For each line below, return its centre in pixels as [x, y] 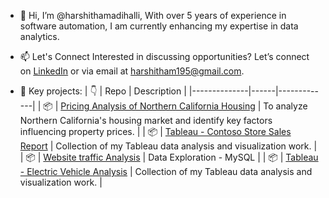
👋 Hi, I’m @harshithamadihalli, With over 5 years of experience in [153, 15]
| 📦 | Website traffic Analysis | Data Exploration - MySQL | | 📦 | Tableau [169, 157]
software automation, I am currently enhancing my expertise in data [159, 26]
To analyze [285, 106]
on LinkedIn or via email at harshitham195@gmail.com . [132, 71]
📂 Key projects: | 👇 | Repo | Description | [103, 91]
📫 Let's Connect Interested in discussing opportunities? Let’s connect [164, 56]
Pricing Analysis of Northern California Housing [158, 106]
